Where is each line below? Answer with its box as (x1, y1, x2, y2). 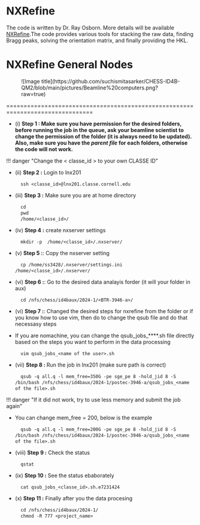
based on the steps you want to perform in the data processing (14, 338, 171, 346)
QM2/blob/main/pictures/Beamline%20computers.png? (21, 84, 159, 91)
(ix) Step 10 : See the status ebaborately (14, 472, 115, 479)
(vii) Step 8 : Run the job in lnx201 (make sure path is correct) (14, 361, 166, 368)
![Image (21, 77, 40, 85)
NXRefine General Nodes (6, 58, 134, 71)
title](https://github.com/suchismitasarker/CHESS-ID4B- (41, 77, 180, 85)
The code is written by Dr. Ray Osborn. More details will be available (6, 24, 175, 31)
